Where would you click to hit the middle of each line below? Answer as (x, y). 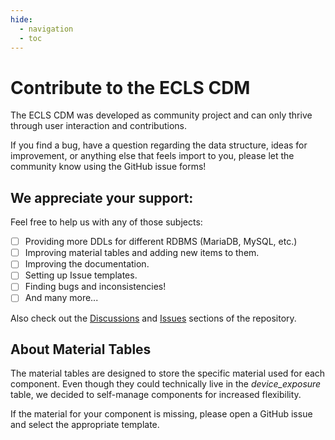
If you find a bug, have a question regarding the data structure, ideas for (159, 145)
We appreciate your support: (102, 197)
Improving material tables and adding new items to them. (142, 253)
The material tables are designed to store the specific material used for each (168, 373)
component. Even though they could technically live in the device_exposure (166, 384)
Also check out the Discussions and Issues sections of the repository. (153, 318)
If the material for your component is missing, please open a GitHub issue (161, 414)
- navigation (46, 29)
